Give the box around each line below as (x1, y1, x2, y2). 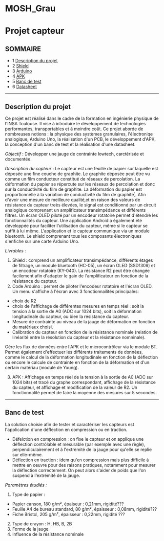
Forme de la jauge (12, 526, 49, 532)
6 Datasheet (12, 84, 37, 90)
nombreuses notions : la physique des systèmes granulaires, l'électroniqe (5, 131, 153, 137)
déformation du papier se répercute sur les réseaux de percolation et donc (5, 181, 155, 187)
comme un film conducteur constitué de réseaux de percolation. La (5, 176, 141, 181)
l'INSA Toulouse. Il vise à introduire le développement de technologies (5, 121, 146, 126)
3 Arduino (12, 68, 32, 74)
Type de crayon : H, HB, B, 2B (12, 520, 72, 526)
